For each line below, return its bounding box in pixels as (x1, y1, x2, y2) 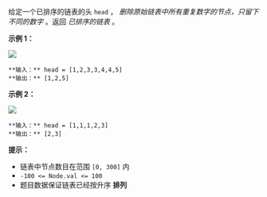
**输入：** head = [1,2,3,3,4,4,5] (8, 66, 123, 74)
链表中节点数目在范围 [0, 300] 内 (19, 162, 130, 171)
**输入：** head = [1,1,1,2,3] (8, 122, 109, 129)
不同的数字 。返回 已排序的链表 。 (8, 17, 120, 26)
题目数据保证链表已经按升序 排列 (19, 180, 128, 189)
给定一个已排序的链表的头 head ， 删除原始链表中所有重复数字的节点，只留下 (8, 7, 259, 16)
